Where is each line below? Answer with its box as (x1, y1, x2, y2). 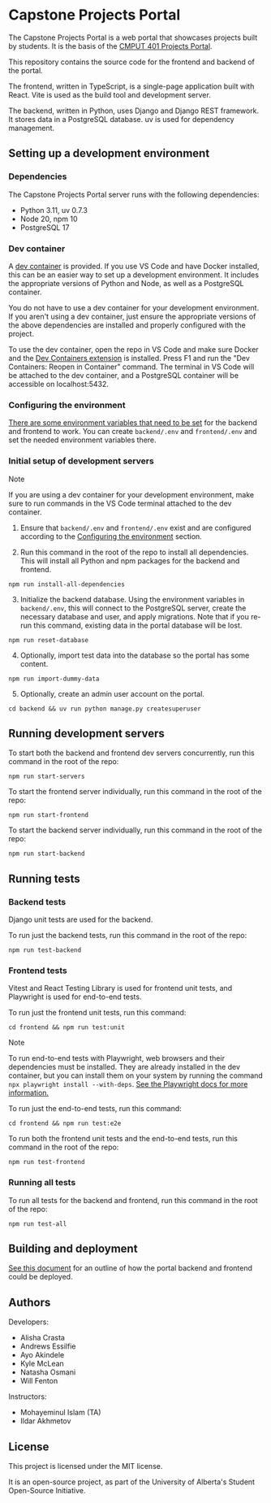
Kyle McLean (19, 1359, 65, 1369)
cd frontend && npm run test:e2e (8, 1119, 122, 1127)
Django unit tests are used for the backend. (8, 914, 153, 924)
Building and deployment (8, 1242, 138, 1255)
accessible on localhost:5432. (8, 379, 110, 389)
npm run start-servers (8, 772, 85, 781)
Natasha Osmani (19, 1367, 76, 1377)
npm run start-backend (8, 849, 85, 858)
